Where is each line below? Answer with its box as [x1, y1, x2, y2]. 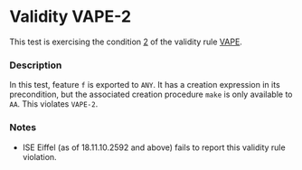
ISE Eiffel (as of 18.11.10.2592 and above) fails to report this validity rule [22, 142, 287, 153]
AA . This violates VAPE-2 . [9, 99, 99, 109]
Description [9, 59, 62, 71]
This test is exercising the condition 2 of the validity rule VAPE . [9, 36, 242, 47]
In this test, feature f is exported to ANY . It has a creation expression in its [9, 80, 280, 90]
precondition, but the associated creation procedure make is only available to [9, 89, 293, 100]
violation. [22, 151, 57, 162]
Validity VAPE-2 [9, 6, 132, 27]
